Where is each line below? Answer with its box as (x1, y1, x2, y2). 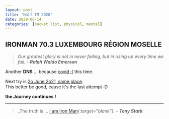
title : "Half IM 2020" (5, 12, 53, 17)
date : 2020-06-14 (5, 17, 42, 22)
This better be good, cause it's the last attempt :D (5, 84, 108, 90)
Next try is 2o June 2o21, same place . (5, 79, 83, 85)
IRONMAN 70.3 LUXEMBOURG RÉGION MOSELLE (5, 40, 162, 48)
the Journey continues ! (5, 94, 56, 100)
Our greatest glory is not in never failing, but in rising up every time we (17, 53, 164, 59)
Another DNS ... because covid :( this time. (5, 69, 94, 75)
